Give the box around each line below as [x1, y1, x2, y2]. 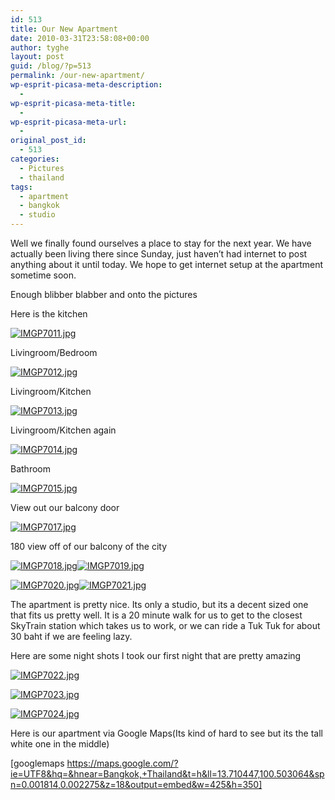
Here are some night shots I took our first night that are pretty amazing [10, 650, 302, 661]
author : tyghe [10, 42, 70, 53]
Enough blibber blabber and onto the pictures [10, 289, 198, 300]
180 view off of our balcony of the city [10, 541, 168, 552]
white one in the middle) [10, 738, 110, 750]
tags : [10, 182, 33, 192]
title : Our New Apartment [10, 24, 118, 34]
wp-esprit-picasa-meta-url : [10, 117, 128, 127]
